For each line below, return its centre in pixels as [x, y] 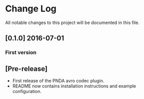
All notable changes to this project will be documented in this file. [72, 22]
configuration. [27, 91]
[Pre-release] [26, 69]
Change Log [31, 9]
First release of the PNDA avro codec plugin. [58, 81]
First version [21, 52]
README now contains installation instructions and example [74, 86]
